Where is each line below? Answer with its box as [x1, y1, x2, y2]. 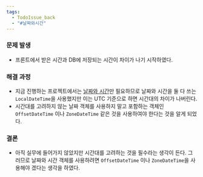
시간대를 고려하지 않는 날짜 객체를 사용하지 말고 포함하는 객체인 [15, 102, 164, 109]
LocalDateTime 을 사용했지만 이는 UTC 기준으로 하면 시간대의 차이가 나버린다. [15, 95, 198, 102]
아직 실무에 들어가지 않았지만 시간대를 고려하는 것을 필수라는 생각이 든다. [15, 149, 187, 156]
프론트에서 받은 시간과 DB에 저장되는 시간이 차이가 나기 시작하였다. [15, 56, 173, 63]
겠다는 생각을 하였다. [31, 164, 81, 172]
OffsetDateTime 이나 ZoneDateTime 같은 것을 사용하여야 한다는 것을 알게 [15, 110, 186, 117]
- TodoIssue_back [12, 14, 56, 21]
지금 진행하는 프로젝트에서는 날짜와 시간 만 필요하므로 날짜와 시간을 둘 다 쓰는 [15, 87, 197, 94]
